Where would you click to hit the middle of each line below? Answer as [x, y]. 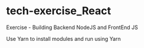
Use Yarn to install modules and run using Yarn [63, 39]
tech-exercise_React [59, 11]
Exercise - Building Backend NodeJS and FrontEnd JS [72, 27]
